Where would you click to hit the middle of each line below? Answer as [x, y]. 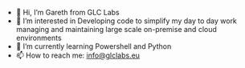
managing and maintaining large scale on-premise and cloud [116, 29]
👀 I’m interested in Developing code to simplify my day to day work [126, 21]
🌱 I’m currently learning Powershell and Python [94, 46]
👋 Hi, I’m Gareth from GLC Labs [67, 12]
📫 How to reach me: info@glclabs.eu [78, 55]
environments [39, 38]
